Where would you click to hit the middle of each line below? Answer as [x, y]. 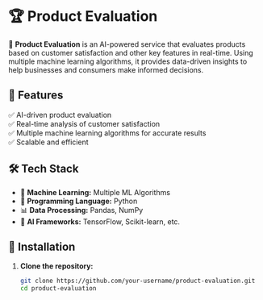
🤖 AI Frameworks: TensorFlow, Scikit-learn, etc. [100, 221]
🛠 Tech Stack [44, 169]
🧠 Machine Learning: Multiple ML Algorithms [95, 192]
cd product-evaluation [58, 289]
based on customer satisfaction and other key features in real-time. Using [131, 52]
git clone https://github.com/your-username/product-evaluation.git [138, 281]
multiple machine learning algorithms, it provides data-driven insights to [128, 61]
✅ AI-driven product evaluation [60, 115]
